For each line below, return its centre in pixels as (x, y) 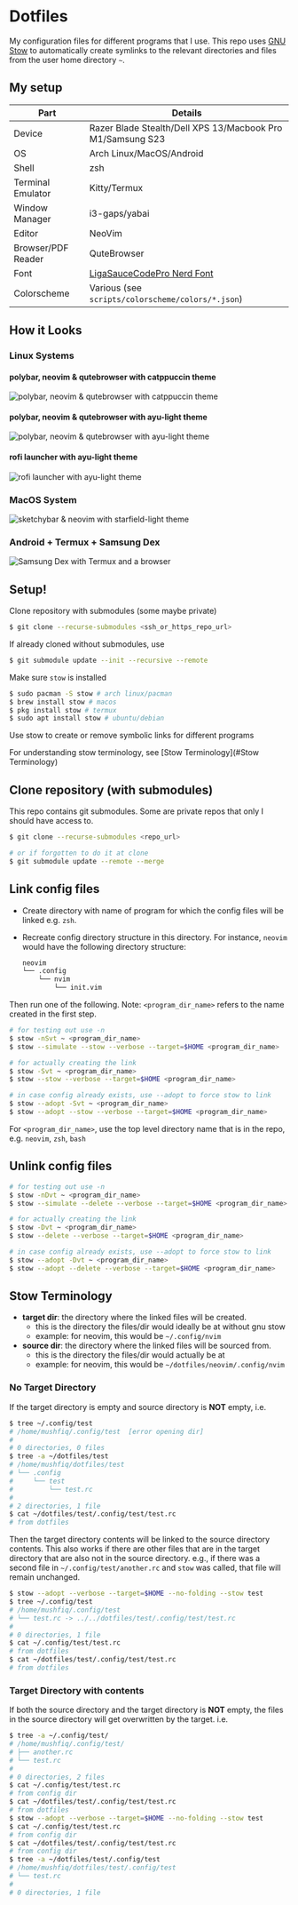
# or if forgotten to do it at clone (79, 853)
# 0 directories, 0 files (57, 1448)
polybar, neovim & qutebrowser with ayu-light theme (109, 417)
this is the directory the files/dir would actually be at (130, 1355)
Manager (32, 219)
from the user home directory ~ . (67, 60)
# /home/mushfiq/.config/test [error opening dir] (106, 1431)
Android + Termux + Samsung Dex (85, 542)
